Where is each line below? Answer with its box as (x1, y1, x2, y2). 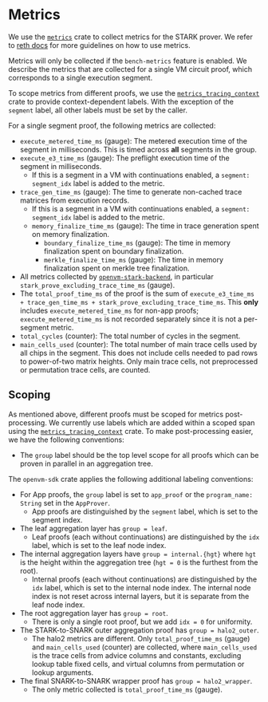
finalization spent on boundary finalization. (43, 246, 184, 256)
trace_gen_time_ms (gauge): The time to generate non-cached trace (19, 187, 242, 196)
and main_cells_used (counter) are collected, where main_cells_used (31, 642, 258, 652)
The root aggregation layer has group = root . (19, 608, 169, 617)
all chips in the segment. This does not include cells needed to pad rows (19, 348, 258, 357)
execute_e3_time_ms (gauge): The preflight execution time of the (19, 153, 230, 163)
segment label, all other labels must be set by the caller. (8, 105, 187, 115)
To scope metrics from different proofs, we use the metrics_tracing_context (8, 88, 260, 97)
